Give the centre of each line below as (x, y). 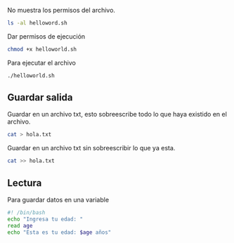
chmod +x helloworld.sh (42, 49)
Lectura (25, 183)
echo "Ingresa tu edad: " (45, 219)
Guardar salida (40, 98)
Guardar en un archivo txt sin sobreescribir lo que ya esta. (91, 148)
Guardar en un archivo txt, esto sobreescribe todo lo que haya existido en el (117, 114)
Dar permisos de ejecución (46, 36)
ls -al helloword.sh (38, 23)
